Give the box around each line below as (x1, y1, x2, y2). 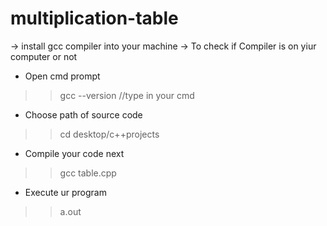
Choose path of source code (24, 108, 143, 121)
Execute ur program (24, 186, 107, 198)
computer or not (10, 50, 78, 62)
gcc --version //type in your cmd (59, 89, 195, 101)
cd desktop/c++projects (59, 128, 160, 140)
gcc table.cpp (59, 167, 117, 179)
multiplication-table (10, 7, 179, 30)
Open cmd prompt (24, 70, 101, 82)
